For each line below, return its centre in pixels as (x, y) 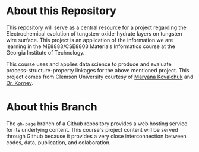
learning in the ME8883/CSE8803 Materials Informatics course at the (91, 46)
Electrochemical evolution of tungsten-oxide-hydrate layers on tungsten (94, 33)
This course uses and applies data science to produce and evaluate (89, 64)
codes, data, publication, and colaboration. (59, 142)
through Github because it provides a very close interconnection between (96, 136)
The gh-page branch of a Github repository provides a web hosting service (97, 123)
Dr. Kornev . (20, 83)
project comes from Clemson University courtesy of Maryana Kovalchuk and (100, 77)
